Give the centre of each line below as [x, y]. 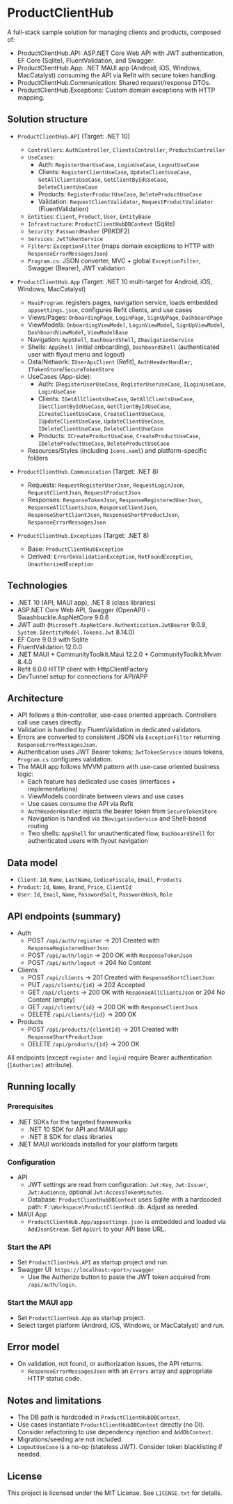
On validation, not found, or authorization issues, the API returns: [110, 1364]
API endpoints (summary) [64, 916]
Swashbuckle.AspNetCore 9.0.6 [63, 617]
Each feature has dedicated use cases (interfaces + [102, 782]
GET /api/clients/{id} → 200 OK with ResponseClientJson [113, 1007]
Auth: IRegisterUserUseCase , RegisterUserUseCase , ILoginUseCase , [132, 384]
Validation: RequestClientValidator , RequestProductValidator [126, 201]
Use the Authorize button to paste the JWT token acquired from [119, 1277]
